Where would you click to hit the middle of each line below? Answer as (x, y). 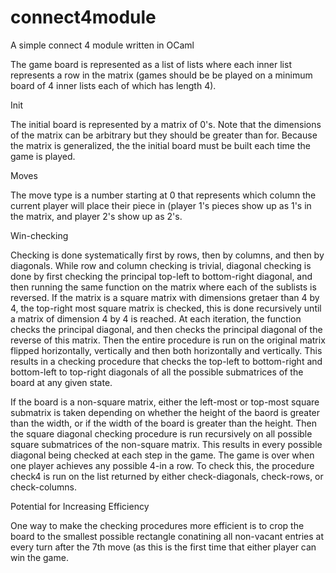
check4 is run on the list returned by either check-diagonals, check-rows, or (167, 476)
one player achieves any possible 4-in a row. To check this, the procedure (162, 465)
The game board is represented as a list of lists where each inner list (151, 64)
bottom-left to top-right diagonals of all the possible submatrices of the (157, 372)
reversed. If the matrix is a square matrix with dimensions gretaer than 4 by (165, 297)
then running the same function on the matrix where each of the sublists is (163, 287)
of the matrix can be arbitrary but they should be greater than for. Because (164, 135)
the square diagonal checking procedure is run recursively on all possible (161, 433)
